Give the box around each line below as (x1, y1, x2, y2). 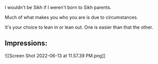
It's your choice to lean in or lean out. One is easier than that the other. (5, 24, 153, 30)
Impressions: (5, 39, 48, 48)
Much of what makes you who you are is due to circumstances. (5, 14, 139, 20)
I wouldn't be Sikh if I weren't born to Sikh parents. (5, 5, 111, 10)
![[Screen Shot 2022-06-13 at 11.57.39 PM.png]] (5, 52, 106, 58)
